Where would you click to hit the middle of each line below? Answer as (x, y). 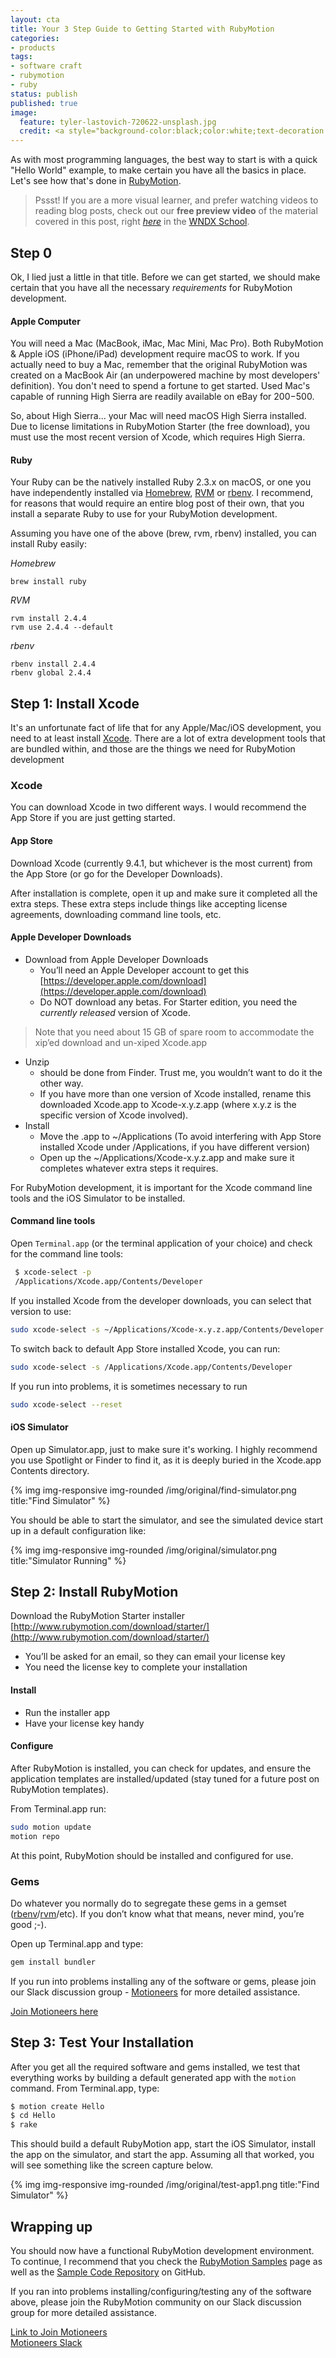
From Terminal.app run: (58, 1808)
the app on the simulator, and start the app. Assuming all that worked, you (162, 2155)
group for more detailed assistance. (84, 2313)
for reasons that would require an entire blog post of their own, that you (157, 503)
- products (33, 47)
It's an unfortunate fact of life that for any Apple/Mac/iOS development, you (166, 728)
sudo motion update (51, 1827)
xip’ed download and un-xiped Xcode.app (121, 1042)
